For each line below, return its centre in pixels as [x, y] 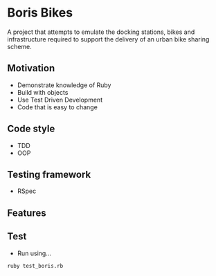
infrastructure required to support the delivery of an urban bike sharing [108, 39]
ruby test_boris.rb [35, 266]
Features [27, 213]
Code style [31, 129]
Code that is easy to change [57, 107]
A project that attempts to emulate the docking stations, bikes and [101, 32]
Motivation [31, 68]
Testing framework [49, 174]
